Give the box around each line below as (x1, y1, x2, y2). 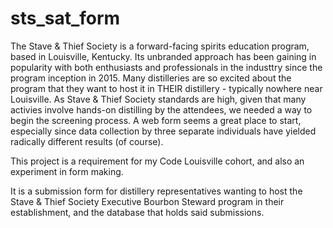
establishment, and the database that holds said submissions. (10, 206, 265, 218)
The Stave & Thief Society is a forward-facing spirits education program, (10, 40, 310, 52)
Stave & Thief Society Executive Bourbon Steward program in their (10, 195, 285, 207)
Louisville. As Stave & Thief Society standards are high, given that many (10, 93, 307, 105)
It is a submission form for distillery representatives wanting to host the (10, 185, 303, 197)
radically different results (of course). (10, 135, 164, 147)
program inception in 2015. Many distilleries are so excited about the (10, 72, 292, 84)
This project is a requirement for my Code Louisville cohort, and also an (10, 155, 305, 167)
